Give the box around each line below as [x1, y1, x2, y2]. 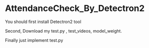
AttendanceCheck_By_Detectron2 [5, 3, 145, 14]
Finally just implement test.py [5, 37, 63, 43]
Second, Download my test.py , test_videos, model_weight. [5, 28, 122, 34]
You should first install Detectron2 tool [5, 19, 81, 24]
